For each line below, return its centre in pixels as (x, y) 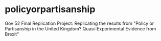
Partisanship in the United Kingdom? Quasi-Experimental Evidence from (80, 28)
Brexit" (12, 34)
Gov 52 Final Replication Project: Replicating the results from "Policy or (79, 23)
